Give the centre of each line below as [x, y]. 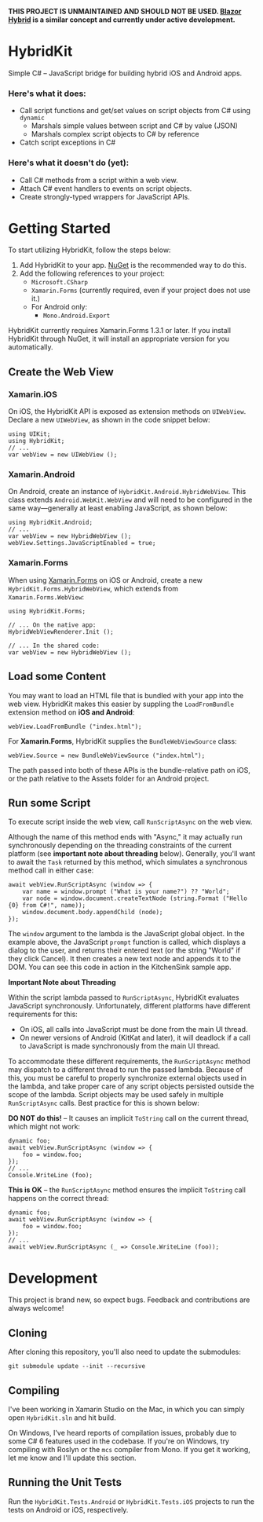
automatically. [31, 347]
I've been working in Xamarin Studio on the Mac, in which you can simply [126, 1409]
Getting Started [60, 228]
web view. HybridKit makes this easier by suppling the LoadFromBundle [121, 704]
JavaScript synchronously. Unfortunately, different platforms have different [130, 1006]
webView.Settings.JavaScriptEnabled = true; [82, 543]
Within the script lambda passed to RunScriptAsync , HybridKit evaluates [124, 997]
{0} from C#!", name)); [47, 906]
